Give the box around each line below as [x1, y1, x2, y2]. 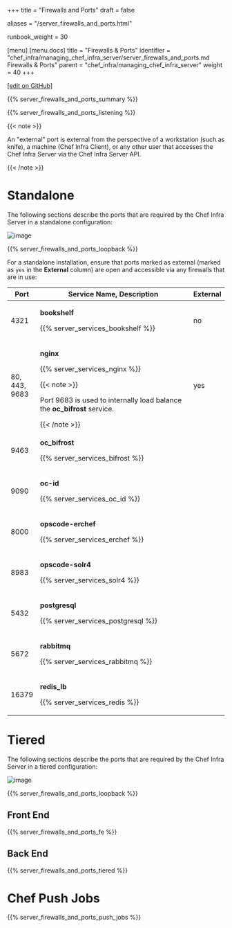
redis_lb [39, 681, 67, 691]
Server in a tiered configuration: [7, 762, 98, 771]
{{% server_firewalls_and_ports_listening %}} [7, 109, 136, 116]
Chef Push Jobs [7, 890, 100, 906]
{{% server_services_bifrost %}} [39, 453, 144, 463]
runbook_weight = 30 [7, 33, 68, 41]
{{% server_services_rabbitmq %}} [39, 657, 153, 666]
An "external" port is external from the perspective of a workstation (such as [7, 135, 225, 143]
